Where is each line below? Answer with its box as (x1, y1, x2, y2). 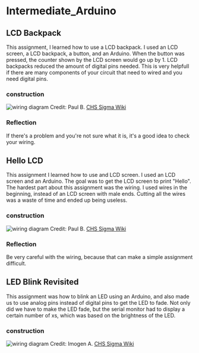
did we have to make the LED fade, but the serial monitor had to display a (6, 305, 185, 313)
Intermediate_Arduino (6, 4, 117, 18)
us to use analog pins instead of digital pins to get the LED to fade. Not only (6, 299, 191, 306)
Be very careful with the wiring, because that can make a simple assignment (6, 254, 193, 260)
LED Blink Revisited (6, 277, 79, 287)
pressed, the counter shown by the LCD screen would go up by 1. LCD (6, 57, 178, 63)
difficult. (6, 260, 27, 267)
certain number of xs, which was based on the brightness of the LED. (6, 311, 176, 319)
